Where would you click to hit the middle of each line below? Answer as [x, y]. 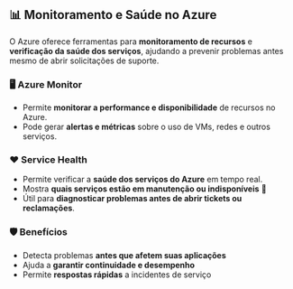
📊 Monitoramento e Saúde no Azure [113, 15]
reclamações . [48, 208]
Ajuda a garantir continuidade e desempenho [109, 265]
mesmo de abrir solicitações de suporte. [84, 61]
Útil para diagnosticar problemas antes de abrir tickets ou [132, 199]
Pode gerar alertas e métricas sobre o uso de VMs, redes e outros [146, 127]
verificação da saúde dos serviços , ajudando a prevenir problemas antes [146, 51]
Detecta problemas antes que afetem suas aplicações [124, 255]
